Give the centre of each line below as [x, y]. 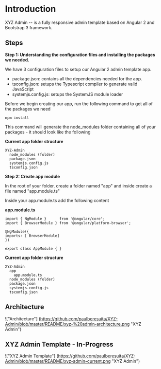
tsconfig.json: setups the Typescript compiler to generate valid [75, 84]
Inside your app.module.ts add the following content [57, 200]
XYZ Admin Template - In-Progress [59, 344]
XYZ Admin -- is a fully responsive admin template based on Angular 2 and [80, 22]
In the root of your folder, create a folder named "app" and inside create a [79, 185]
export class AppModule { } [33, 249]
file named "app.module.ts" [32, 191]
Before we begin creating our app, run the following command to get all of [79, 104]
